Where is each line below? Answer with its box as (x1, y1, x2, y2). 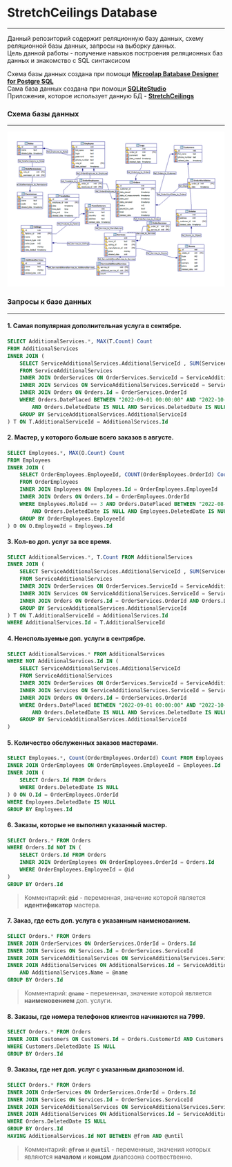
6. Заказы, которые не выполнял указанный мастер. (7, 820, 168, 829)
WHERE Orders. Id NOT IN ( (7, 844, 81, 851)
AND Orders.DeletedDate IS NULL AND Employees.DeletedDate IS (32, 507, 215, 515)
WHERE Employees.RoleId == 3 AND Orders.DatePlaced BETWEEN (19, 500, 196, 507)
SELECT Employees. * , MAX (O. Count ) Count (7, 449, 126, 456)
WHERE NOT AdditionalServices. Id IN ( (7, 658, 119, 665)
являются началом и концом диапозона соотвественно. (23, 1152, 193, 1161)
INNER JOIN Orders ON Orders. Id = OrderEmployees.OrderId (19, 494, 190, 500)
